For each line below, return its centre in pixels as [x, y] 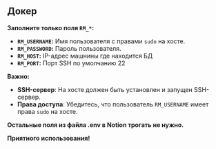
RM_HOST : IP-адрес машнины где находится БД [85, 56]
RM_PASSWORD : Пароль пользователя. [69, 48]
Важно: [18, 76]
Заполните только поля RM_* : [51, 27]
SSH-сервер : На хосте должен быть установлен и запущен [105, 89]
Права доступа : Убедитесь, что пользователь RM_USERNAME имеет [113, 104]
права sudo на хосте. [47, 111]
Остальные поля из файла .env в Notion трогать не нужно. [96, 125]
